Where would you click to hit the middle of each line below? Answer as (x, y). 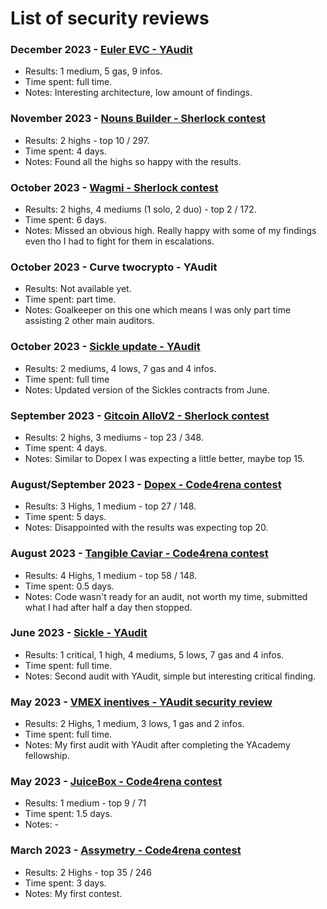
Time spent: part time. (70, 299)
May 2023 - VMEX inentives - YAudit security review (141, 702)
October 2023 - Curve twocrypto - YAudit (114, 267)
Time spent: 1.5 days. (68, 814)
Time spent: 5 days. (65, 517)
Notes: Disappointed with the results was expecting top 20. (146, 528)
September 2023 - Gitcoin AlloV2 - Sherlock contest (140, 415)
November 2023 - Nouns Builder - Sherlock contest (138, 119)
